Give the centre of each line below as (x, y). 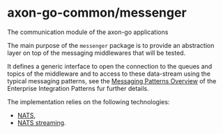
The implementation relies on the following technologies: (89, 101)
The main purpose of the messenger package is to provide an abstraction (111, 45)
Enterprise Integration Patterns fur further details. (78, 88)
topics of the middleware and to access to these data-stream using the (109, 74)
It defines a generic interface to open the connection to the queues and (110, 66)
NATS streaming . (41, 122)
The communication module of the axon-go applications (88, 32)
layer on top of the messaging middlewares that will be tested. (97, 53)
